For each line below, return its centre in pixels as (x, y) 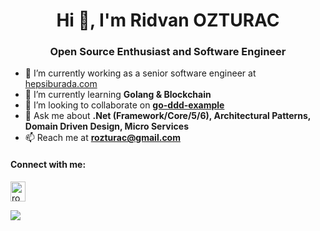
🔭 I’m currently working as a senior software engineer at (140, 73)
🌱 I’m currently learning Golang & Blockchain (118, 95)
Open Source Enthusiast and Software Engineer (168, 52)
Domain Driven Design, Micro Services (106, 126)
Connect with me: (48, 165)
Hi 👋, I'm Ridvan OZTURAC (168, 20)
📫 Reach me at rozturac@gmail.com (102, 138)
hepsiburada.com (61, 84)
